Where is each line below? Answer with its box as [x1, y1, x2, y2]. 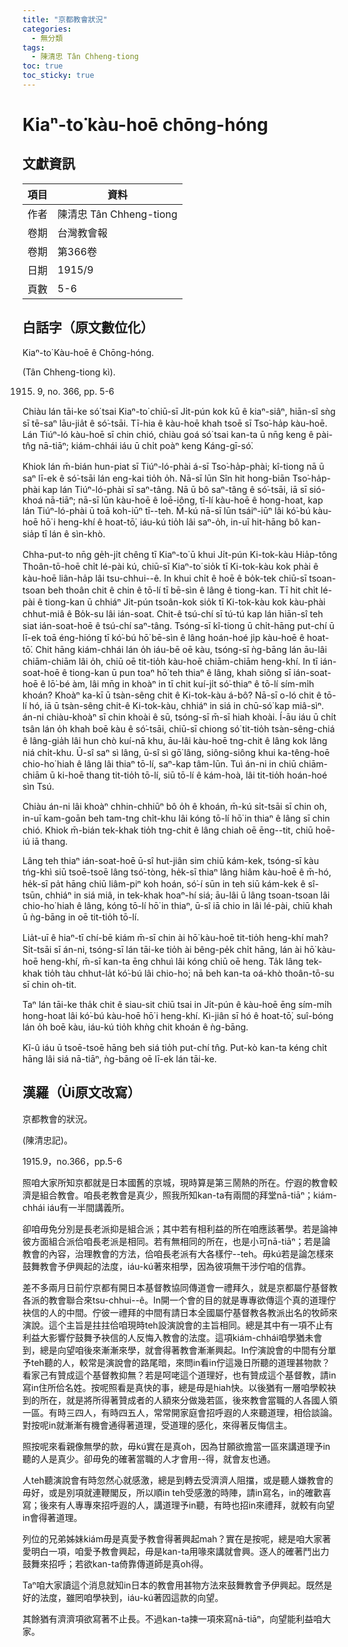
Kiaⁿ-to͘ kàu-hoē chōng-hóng [22, 114, 269, 136]
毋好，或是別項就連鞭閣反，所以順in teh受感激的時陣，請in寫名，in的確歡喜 [22, 1486, 332, 1498]
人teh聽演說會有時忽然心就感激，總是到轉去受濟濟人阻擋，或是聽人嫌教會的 [22, 1474, 334, 1486]
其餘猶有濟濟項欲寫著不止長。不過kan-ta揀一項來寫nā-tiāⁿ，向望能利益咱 [22, 1612, 323, 1625]
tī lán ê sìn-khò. [41, 527, 106, 540]
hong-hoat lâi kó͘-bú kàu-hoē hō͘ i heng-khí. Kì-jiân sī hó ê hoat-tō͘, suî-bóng [22, 1009, 334, 1021]
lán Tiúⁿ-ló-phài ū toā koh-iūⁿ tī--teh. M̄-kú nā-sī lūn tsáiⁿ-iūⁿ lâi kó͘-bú [22, 504, 311, 516]
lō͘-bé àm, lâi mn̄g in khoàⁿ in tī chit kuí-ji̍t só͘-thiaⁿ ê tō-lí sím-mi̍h [47, 677, 315, 690]
